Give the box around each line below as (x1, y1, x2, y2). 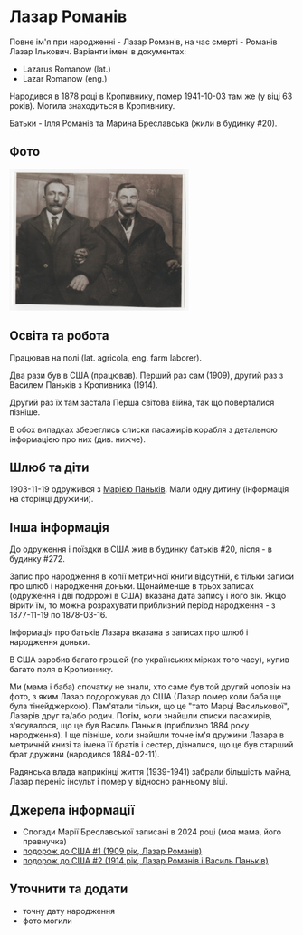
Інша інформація (9, 519, 110, 535)
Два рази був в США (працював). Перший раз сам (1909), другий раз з (9, 370, 284, 381)
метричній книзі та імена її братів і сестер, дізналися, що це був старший (9, 739, 294, 750)
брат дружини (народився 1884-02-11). (9, 749, 160, 760)
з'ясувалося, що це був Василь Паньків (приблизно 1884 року (9, 720, 250, 731)
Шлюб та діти (9, 459, 90, 475)
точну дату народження (22, 905, 116, 916)
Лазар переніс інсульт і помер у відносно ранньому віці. (9, 776, 228, 787)
